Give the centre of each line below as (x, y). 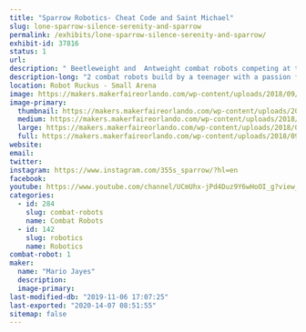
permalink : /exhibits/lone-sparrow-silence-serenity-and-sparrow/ (138, 35)
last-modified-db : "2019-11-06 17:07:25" (89, 297)
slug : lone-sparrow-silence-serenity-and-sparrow (106, 26)
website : (26, 145)
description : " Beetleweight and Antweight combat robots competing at (150, 69)
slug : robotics (55, 237)
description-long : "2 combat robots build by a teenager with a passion (150, 77)
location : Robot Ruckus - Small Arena (83, 86)
